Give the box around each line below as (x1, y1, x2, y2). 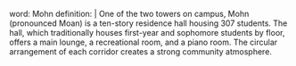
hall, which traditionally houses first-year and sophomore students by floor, (9, 28, 285, 37)
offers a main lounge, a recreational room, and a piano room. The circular (9, 37, 278, 47)
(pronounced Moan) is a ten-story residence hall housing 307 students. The (9, 18, 288, 29)
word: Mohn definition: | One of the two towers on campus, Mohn (9, 9, 250, 19)
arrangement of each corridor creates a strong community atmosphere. (9, 46, 272, 57)
